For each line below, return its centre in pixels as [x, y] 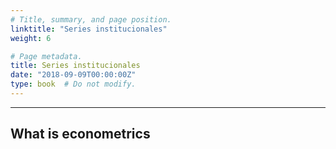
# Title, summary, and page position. [91, 19]
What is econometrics [80, 134]
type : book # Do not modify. [73, 84]
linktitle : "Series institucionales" [89, 29]
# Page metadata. [46, 56]
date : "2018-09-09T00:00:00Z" [73, 75]
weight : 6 [31, 38]
